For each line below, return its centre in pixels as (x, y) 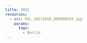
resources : (16, 14)
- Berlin (32, 33)
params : (22, 23)
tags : (24, 28)
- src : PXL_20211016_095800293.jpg (46, 19)
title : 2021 (17, 10)
